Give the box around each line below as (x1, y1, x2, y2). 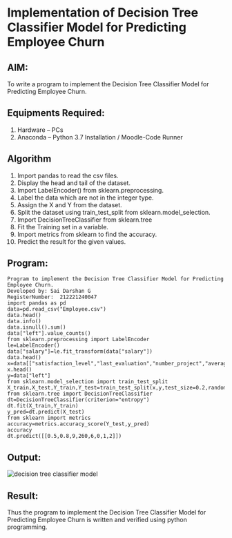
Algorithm (7, 153, 52, 165)
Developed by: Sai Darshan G (7, 288, 91, 295)
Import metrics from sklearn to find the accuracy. (17, 230, 157, 238)
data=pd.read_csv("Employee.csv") (7, 306, 107, 313)
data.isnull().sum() (7, 324, 67, 331)
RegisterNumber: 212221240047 (7, 294, 97, 301)
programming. (7, 523, 48, 531)
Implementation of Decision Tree (7, 5, 199, 21)
